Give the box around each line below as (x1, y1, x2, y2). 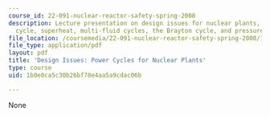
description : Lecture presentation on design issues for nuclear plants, (8, 19, 261, 27)
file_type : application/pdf (8, 42, 103, 50)
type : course (8, 64, 52, 72)
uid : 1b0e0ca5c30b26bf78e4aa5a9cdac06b (8, 71, 142, 79)
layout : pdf (8, 49, 48, 57)
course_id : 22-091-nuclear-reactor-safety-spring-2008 (8, 11, 196, 20)
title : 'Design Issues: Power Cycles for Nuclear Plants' (8, 57, 207, 65)
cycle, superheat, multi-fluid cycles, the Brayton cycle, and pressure (15, 26, 264, 34)
